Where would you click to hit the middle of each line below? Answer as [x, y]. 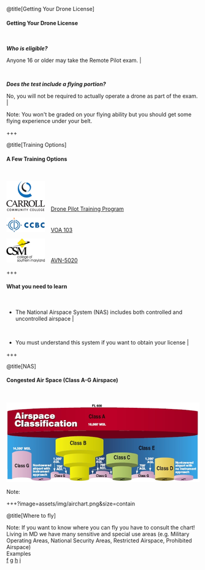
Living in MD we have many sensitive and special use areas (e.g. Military [98, 534]
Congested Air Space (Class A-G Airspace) [62, 380]
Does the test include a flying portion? [56, 84]
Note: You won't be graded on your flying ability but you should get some [99, 115]
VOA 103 [61, 230]
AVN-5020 [64, 260]
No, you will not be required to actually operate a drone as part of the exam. [102, 96]
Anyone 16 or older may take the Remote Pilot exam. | [74, 60]
